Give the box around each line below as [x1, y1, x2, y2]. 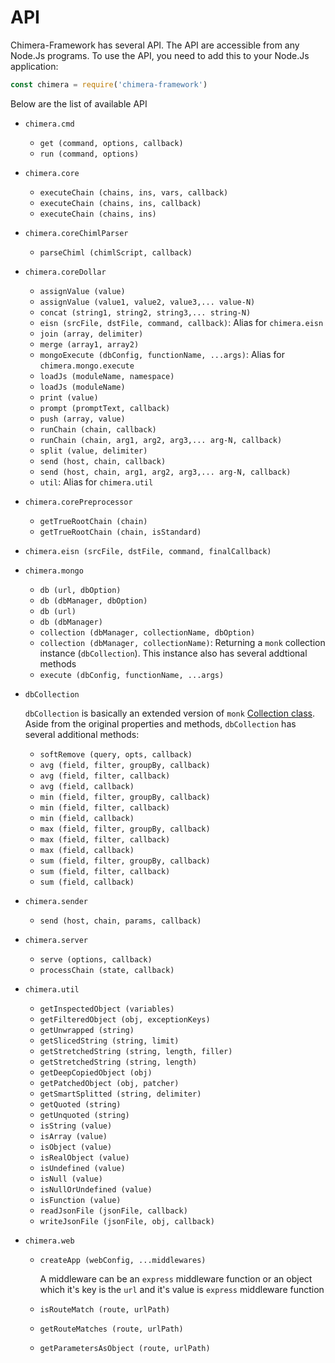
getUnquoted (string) [39, 1110, 130, 1120]
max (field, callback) [39, 845, 135, 855]
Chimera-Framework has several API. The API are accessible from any [10, 39, 300, 51]
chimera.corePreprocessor [24, 497, 133, 507]
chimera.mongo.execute [39, 361, 135, 371]
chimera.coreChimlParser [24, 228, 129, 238]
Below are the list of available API [10, 97, 148, 110]
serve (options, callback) [39, 954, 153, 965]
